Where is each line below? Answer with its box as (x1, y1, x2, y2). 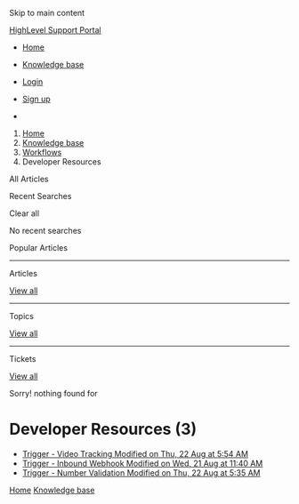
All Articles (9, 173, 49, 184)
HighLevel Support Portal (9, 25, 102, 35)
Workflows (21, 147, 62, 157)
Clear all (9, 208, 40, 219)
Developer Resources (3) (9, 420, 198, 439)
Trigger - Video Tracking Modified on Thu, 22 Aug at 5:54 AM (21, 448, 249, 459)
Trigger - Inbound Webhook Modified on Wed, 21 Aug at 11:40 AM (21, 458, 263, 468)
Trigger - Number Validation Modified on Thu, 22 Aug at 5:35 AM (21, 467, 261, 478)
